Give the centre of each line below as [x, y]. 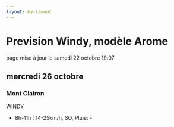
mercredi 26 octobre [45, 76]
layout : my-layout [29, 12]
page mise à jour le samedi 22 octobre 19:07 [60, 58]
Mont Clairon [25, 93]
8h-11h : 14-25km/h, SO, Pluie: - [53, 118]
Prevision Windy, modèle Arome [87, 41]
